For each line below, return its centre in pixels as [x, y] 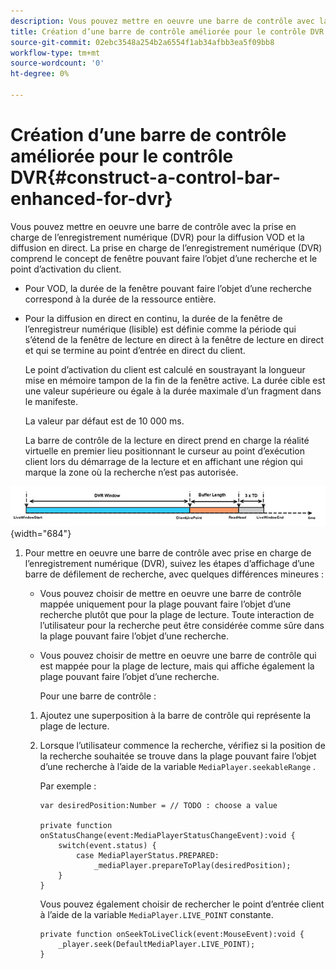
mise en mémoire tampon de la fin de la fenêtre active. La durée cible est [175, 380]
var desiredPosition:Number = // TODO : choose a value [158, 805]
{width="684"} [41, 533]
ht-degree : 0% [40, 74]
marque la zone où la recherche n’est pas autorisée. [131, 472]
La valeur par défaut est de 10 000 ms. [104, 421]
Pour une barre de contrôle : [98, 696]
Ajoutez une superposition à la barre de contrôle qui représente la [175, 715]
